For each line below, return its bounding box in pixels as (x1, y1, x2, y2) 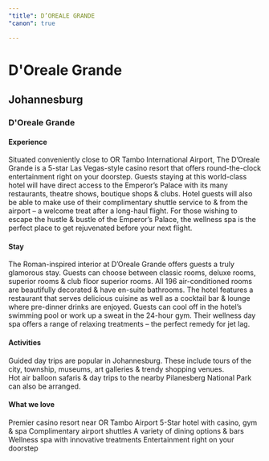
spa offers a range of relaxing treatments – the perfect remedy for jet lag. (8, 319, 251, 329)
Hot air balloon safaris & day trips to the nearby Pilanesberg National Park (8, 373, 252, 382)
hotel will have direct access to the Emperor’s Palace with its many (8, 180, 229, 190)
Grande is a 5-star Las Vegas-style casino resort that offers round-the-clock (8, 163, 262, 173)
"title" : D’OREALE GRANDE (8, 11, 95, 20)
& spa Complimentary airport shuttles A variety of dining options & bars (8, 426, 245, 435)
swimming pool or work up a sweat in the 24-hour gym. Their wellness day (8, 311, 256, 320)
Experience (8, 137, 47, 146)
